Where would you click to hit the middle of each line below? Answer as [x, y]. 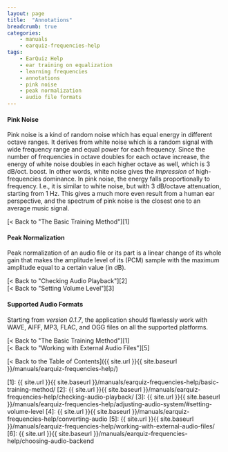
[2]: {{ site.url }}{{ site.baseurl [99, 389]
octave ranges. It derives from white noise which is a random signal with [110, 142]
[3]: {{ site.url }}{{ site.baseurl [178, 397]
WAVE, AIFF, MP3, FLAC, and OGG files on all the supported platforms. [108, 327]
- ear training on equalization [66, 65]
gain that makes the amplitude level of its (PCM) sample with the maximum [113, 260]
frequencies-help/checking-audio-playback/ [71, 397]
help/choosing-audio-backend [51, 441]
